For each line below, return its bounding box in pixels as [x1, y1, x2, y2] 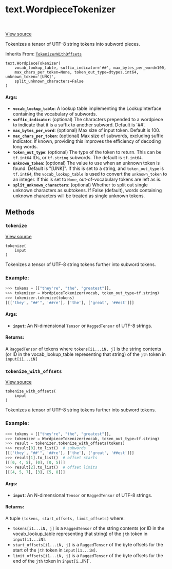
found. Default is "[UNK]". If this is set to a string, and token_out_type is [12, 165, 164, 172]
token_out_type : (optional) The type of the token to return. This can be [12, 149, 162, 155]
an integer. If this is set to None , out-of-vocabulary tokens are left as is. [12, 176, 162, 183]
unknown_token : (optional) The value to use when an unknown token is [12, 160, 160, 166]
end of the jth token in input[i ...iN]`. [12, 558, 91, 564]
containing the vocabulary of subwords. [12, 111, 98, 117]
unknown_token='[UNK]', [5, 74, 56, 79]
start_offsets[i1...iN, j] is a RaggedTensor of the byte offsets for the [12, 541, 163, 547]
